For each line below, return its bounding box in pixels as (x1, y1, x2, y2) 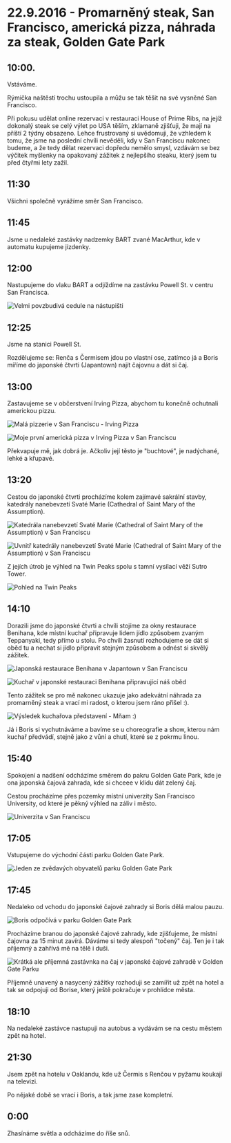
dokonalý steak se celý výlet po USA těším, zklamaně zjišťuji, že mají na (7, 122, 212, 129)
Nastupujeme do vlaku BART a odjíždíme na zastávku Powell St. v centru (7, 281, 214, 289)
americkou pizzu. (7, 407, 57, 415)
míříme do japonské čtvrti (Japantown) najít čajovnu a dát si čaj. (7, 361, 189, 369)
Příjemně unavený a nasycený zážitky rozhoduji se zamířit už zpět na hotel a (7, 978, 224, 987)
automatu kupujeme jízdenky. (7, 242, 91, 250)
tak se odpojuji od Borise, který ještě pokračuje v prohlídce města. (7, 986, 195, 994)
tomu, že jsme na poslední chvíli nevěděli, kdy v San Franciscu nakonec (7, 136, 210, 145)
